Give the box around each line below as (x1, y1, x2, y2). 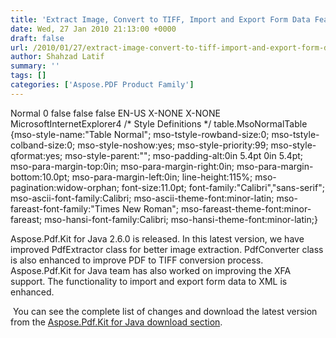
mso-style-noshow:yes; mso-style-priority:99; (77, 139, 269, 151)
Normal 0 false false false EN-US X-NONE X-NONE (10, 107, 221, 119)
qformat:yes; (10, 149, 63, 161)
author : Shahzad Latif (10, 52, 105, 62)
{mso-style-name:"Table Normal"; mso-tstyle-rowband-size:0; (10, 128, 270, 140)
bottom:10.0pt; (10, 171, 70, 183)
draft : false (10, 33, 65, 43)
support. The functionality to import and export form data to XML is (10, 275, 288, 287)
